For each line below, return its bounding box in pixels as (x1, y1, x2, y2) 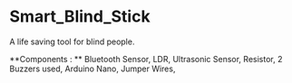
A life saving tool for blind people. (9, 36, 135, 47)
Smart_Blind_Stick (9, 6, 151, 27)
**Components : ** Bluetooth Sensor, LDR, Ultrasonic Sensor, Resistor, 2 (9, 53, 283, 64)
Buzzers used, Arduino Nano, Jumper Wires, (9, 63, 176, 74)
